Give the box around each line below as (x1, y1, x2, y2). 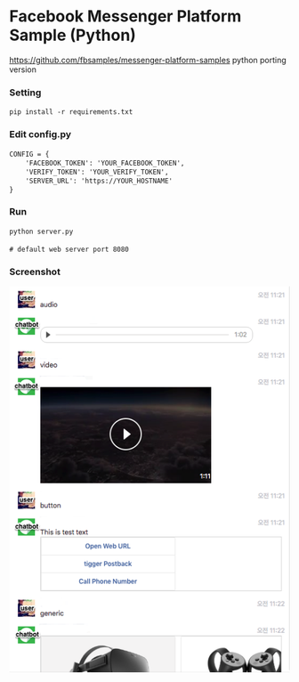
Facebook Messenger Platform (9, 6, 242, 27)
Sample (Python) (9, 25, 136, 45)
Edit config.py (9, 128, 72, 141)
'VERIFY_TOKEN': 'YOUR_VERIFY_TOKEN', (25, 167, 169, 176)
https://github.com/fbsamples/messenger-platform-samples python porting (9, 54, 287, 65)
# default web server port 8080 (9, 245, 129, 254)
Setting (9, 86, 42, 99)
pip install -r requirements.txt (9, 108, 133, 117)
